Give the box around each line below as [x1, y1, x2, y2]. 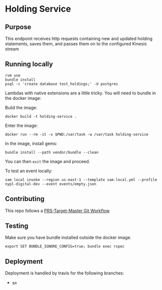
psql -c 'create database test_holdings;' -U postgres [5, 81, 118, 86]
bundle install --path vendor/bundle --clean [5, 150, 98, 155]
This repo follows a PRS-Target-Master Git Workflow [5, 208, 110, 214]
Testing [5, 222, 29, 230]
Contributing [5, 195, 45, 203]
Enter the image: [5, 123, 38, 128]
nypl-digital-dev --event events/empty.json [5, 181, 97, 186]
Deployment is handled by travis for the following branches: [5, 270, 125, 276]
